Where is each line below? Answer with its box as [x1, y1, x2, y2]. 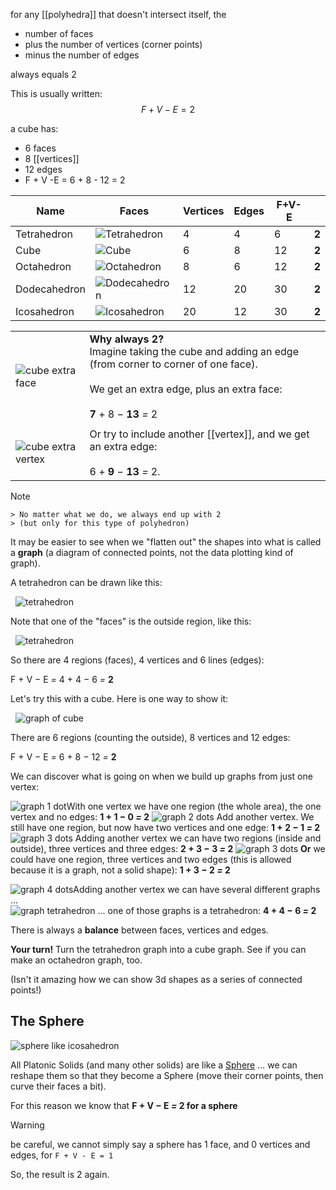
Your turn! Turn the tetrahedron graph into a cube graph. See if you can [10, 944, 307, 955]
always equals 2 [10, 69, 77, 80]
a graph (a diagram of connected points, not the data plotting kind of [10, 547, 294, 558]
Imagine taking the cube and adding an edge [89, 345, 299, 358]
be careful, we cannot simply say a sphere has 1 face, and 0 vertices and [10, 1138, 311, 1150]
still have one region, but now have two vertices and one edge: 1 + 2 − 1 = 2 [10, 822, 321, 833]
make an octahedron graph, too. [10, 954, 143, 966]
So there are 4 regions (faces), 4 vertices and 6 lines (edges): [10, 654, 265, 666]
